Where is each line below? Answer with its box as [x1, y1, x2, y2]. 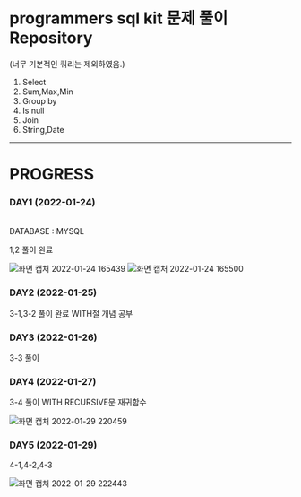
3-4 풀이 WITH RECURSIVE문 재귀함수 [9, 397, 147, 408]
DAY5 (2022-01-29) [9, 439, 98, 451]
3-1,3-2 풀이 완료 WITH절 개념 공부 [9, 308, 133, 318]
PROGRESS [9, 164, 95, 185]
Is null [21, 105, 45, 116]
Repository [9, 28, 93, 48]
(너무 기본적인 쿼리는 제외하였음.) [9, 58, 125, 69]
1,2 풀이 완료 [9, 244, 54, 256]
